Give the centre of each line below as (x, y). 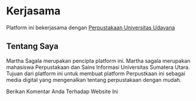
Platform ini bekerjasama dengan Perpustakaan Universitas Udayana (91, 27)
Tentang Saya (32, 46)
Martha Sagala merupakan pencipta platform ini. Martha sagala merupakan (98, 60)
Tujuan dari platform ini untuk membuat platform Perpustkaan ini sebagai (96, 74)
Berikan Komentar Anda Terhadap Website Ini (62, 91)
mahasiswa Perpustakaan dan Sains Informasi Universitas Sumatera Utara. (98, 67)
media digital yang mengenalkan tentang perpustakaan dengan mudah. (94, 79)
